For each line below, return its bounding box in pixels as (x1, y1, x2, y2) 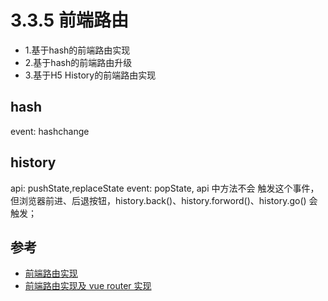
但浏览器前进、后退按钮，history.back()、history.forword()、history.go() (10, 194, 307, 206)
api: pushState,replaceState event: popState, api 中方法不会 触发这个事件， (10, 182, 320, 194)
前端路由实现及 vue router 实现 (24, 280, 152, 292)
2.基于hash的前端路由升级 (24, 56, 133, 68)
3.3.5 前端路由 (10, 9, 129, 32)
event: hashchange (10, 125, 90, 137)
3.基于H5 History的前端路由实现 (24, 69, 157, 81)
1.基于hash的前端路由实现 (24, 44, 131, 56)
